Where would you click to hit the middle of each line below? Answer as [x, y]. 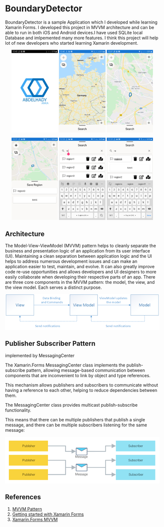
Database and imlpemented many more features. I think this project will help [82, 38]
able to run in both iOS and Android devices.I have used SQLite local [74, 32]
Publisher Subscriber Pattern [50, 344]
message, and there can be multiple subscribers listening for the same [76, 425]
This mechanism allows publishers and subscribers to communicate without [82, 385]
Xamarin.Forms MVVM [35, 519]
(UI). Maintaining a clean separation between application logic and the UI [79, 256]
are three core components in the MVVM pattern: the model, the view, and [80, 282]
